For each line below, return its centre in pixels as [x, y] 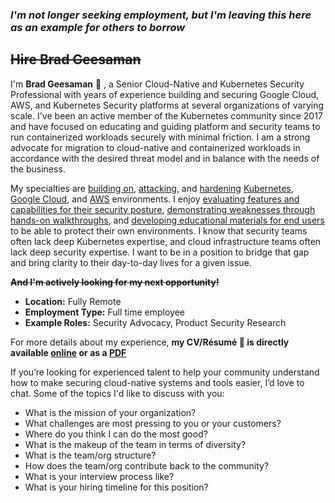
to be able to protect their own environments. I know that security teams [159, 230]
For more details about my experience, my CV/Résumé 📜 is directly [150, 342]
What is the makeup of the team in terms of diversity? [135, 444]
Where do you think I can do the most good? [116, 434]
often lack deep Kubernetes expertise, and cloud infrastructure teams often [166, 241]
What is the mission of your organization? [110, 412]
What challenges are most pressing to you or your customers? [153, 423]
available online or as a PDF [68, 352]
